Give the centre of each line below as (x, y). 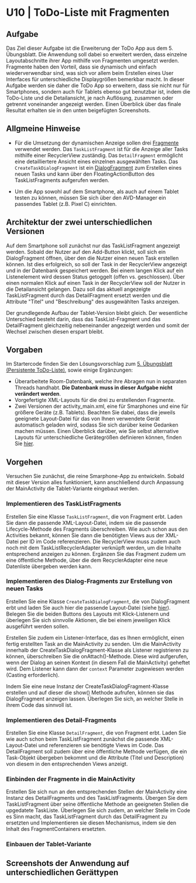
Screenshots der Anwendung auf (68, 863)
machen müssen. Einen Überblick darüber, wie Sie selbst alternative (97, 431)
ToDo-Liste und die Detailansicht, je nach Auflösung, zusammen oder (90, 98)
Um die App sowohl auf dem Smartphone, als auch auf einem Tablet (97, 191)
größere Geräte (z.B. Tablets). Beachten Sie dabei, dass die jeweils (95, 413)
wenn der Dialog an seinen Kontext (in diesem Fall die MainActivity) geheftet (98, 662)
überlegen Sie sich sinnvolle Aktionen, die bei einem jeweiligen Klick (88, 620)
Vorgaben (24, 350)
